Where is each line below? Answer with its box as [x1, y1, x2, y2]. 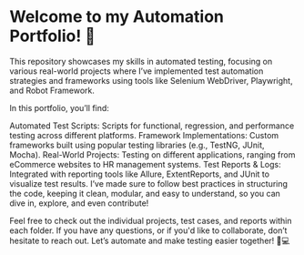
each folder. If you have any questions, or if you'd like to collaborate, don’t [9, 225, 288, 236]
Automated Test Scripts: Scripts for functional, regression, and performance [9, 120, 295, 131]
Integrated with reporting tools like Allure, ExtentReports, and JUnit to [9, 168, 270, 179]
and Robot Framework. [9, 85, 96, 96]
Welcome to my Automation [9, 6, 225, 27]
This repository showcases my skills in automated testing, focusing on [9, 56, 273, 66]
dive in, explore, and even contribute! [9, 198, 149, 209]
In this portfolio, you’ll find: [9, 102, 109, 113]
